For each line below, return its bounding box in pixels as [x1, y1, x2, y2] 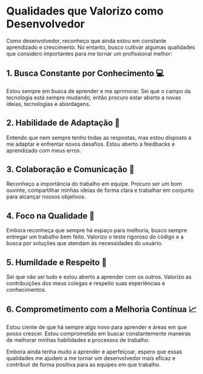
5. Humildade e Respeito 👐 [6, 257, 107, 267]
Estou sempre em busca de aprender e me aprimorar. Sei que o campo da [6, 87, 191, 94]
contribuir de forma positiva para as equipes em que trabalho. [6, 361, 161, 368]
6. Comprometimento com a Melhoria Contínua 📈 [6, 304, 197, 315]
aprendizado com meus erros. [6, 146, 82, 154]
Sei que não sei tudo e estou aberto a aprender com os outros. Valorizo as [6, 274, 192, 280]
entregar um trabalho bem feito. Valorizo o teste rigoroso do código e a [6, 233, 184, 240]
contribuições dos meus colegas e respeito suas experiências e [6, 280, 165, 287]
